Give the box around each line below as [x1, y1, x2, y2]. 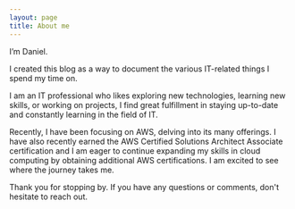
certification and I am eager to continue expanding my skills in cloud [9, 145, 261, 156]
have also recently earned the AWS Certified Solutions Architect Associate [9, 136, 283, 146]
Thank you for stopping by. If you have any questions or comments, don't [9, 181, 280, 192]
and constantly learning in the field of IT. [9, 109, 158, 120]
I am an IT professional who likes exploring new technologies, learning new [9, 90, 286, 101]
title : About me [9, 21, 70, 30]
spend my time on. [9, 72, 78, 83]
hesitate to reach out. [9, 191, 88, 202]
